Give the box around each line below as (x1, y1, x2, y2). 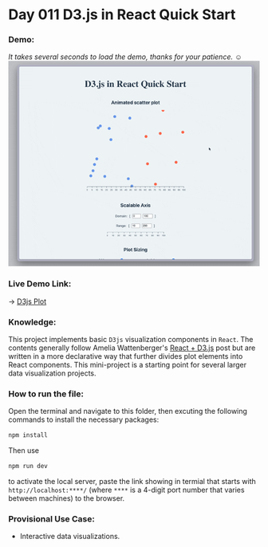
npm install (8, 431, 48, 439)
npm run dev (8, 462, 48, 470)
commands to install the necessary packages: (8, 415, 160, 424)
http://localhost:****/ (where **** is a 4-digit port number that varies (8, 485, 245, 495)
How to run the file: (8, 388, 85, 399)
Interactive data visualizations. (19, 532, 120, 541)
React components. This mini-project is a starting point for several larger (8, 360, 247, 370)
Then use (8, 446, 40, 455)
